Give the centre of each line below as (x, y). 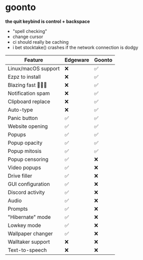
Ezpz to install (24, 77)
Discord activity (27, 192)
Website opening (28, 126)
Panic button (23, 118)
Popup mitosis (25, 151)
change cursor (28, 37)
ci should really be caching (41, 42)
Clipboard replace (29, 102)
